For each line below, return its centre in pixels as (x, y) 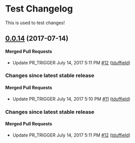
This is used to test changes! (35, 23)
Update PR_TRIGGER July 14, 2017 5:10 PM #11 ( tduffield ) (72, 99)
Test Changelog (39, 9)
